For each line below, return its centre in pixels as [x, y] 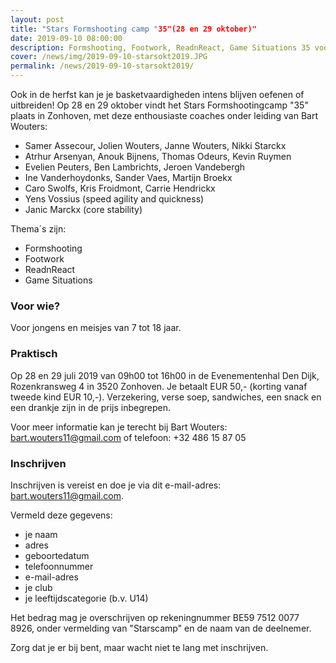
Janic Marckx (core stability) [83, 209]
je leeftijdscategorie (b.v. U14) [86, 598]
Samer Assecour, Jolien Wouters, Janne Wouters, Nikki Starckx [155, 145]
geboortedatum [57, 555]
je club [38, 587]
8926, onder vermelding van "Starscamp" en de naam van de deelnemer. [161, 628]
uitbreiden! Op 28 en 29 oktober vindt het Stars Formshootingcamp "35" [159, 105]
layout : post [37, 19]
